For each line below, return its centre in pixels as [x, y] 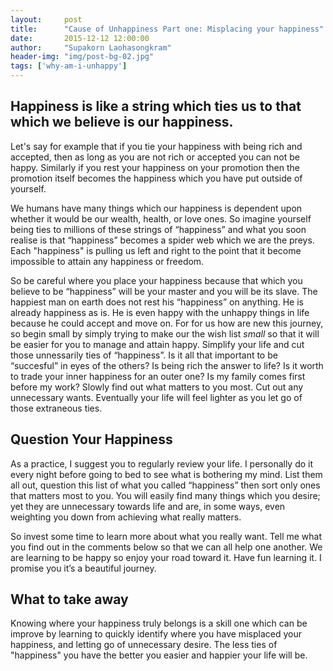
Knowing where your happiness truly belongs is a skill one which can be [159, 623]
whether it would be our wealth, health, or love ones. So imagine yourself [161, 218]
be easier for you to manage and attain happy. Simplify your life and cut [157, 344]
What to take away [69, 599]
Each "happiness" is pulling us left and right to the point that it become [156, 250]
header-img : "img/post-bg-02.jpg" [82, 57]
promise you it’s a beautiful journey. [83, 568]
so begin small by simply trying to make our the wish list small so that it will [165, 333]
